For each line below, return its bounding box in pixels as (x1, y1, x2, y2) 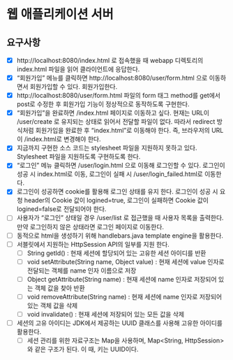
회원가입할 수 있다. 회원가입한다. (29, 82, 118, 91)
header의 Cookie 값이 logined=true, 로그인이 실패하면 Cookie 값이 (24, 196, 209, 205)
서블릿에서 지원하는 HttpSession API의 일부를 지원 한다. (16, 240, 170, 248)
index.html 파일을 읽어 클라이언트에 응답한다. (16, 65, 140, 73)
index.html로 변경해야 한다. (26, 135, 101, 143)
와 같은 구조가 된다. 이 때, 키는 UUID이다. (27, 345, 139, 354)
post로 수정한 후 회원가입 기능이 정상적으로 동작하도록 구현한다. (16, 100, 190, 108)
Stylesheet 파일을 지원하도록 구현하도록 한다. (16, 152, 141, 161)
